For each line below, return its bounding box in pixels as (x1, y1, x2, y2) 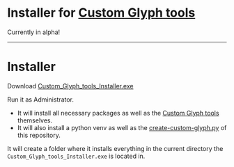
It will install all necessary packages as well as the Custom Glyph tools (17, 109, 219, 117)
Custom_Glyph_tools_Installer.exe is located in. (7, 152, 146, 160)
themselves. (17, 116, 53, 125)
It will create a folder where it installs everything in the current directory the (7, 144, 224, 152)
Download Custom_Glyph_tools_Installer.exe (7, 81, 134, 90)
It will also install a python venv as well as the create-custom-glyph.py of (17, 123, 227, 132)
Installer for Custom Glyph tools (7, 5, 196, 21)
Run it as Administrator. (7, 95, 75, 104)
